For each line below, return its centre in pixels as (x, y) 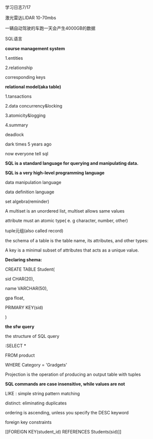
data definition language (30, 192)
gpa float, (15, 298)
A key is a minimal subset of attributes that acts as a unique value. (72, 250)
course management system (35, 49)
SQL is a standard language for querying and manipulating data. (72, 163)
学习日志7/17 (18, 7)
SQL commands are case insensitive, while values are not (65, 384)
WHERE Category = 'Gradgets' (36, 365)
